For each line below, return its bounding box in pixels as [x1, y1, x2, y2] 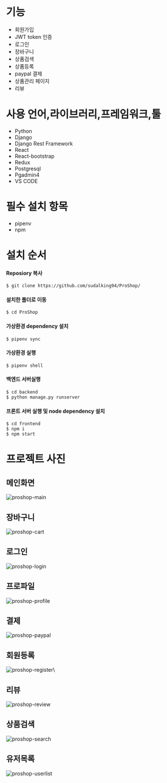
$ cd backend [6, 389, 38, 395]
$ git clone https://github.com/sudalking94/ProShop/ [6, 283, 141, 289]
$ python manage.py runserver [6, 394, 81, 400]
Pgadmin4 [14, 171, 40, 178]
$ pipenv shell [6, 363, 44, 369]
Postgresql [14, 165, 41, 172]
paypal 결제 [14, 70, 42, 77]
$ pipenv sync [6, 336, 41, 342]
